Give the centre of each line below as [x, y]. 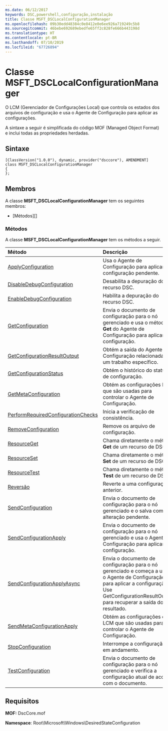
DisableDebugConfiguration [40, 284]
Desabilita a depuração [130, 281]
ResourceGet [23, 444]
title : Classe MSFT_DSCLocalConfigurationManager [58, 19]
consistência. [118, 418]
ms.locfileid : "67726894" [32, 47]
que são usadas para [127, 391]
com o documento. [125, 683]
